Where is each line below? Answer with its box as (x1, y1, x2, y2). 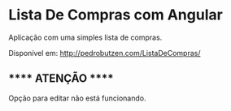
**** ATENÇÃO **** (8, 71, 114, 86)
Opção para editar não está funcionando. (8, 93, 146, 103)
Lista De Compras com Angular (8, 6, 224, 24)
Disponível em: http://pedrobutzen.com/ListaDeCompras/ (8, 48, 201, 58)
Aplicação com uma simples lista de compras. (8, 32, 163, 42)
